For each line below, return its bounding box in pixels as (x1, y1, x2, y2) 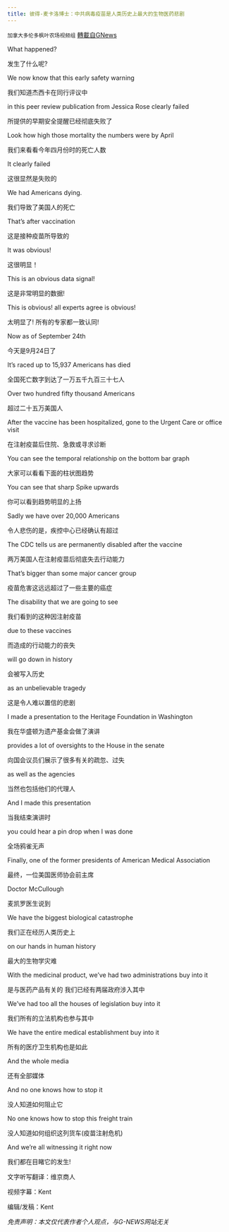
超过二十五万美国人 (7, 403, 63, 412)
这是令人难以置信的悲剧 (7, 698, 75, 706)
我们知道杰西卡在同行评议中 (7, 88, 88, 96)
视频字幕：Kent (7, 1187, 51, 1196)
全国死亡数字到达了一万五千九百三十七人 (7, 375, 125, 384)
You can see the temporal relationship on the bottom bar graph (7, 454, 190, 463)
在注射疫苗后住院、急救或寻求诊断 (7, 439, 106, 449)
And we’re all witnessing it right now (7, 1142, 113, 1151)
